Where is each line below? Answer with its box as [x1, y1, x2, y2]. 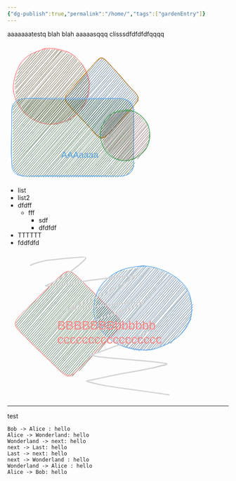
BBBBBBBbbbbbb [57, 318, 156, 332]
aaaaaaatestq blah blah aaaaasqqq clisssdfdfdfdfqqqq [7, 30, 165, 38]
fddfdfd [17, 239, 40, 247]
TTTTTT [17, 231, 42, 239]
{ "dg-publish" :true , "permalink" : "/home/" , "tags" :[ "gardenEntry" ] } [7, 10, 206, 18]
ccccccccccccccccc [57, 332, 162, 347]
